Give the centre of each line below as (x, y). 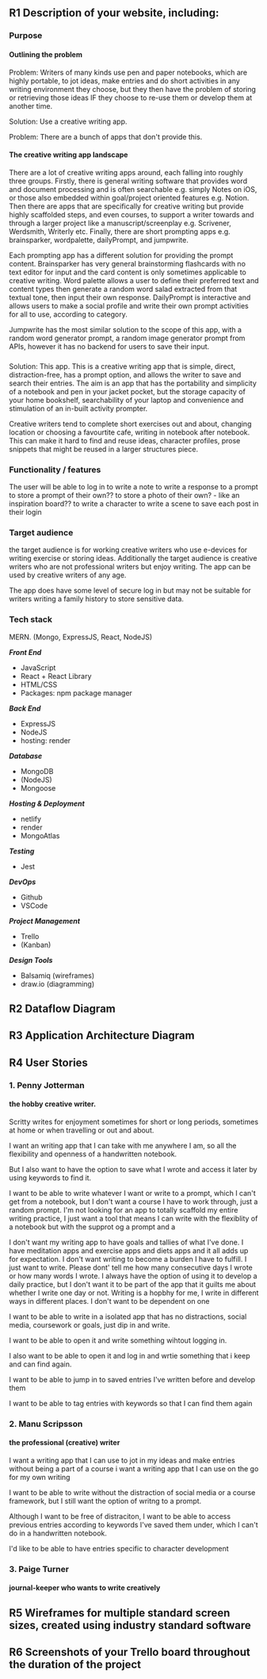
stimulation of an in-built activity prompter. (78, 408)
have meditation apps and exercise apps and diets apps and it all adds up (129, 1250)
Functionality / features (55, 470)
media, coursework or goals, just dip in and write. (90, 1324)
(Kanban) (36, 945)
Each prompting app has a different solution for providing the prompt (121, 255)
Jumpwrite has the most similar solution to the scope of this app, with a (126, 329)
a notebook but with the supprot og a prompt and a (92, 1227)
